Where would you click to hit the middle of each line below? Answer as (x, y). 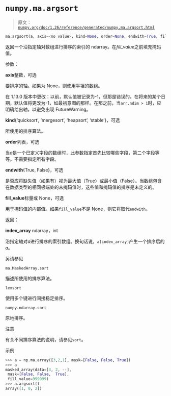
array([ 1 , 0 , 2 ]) (24, 389)
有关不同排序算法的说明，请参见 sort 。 (46, 339)
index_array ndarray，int (32, 230)
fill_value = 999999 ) (28, 379)
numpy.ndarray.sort (26, 308)
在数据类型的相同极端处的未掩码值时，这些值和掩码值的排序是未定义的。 (81, 187)
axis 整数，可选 (21, 75)
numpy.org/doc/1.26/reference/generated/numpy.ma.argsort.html (86, 27)
